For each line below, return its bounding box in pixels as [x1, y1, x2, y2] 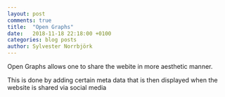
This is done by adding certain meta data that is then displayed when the [7, 76, 218, 84]
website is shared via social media [7, 84, 107, 91]
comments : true [7, 17, 52, 24]
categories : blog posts [7, 37, 77, 44]
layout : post [7, 10, 46, 18]
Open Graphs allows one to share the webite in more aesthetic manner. [7, 63, 213, 70]
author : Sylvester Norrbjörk [7, 43, 93, 50]
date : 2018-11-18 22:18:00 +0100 [7, 30, 112, 37]
